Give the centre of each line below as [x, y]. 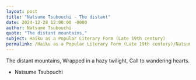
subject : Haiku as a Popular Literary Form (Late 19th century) [86, 39]
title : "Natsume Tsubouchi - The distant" [58, 17]
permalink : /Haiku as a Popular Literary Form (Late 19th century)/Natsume [100, 44]
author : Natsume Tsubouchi [39, 28]
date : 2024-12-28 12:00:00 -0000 [47, 22]
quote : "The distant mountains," [47, 33]
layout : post [22, 11]
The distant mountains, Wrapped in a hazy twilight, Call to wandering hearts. [98, 60]
